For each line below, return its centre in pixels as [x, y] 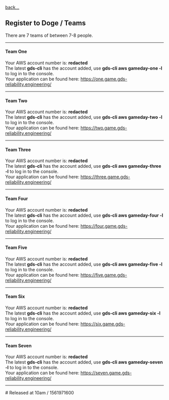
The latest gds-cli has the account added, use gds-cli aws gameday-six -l [83, 313]
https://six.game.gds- [103, 324]
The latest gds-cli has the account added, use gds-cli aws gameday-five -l [84, 264]
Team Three [18, 149]
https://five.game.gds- [104, 275]
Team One [16, 52]
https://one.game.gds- [104, 79]
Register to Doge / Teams [46, 23]
